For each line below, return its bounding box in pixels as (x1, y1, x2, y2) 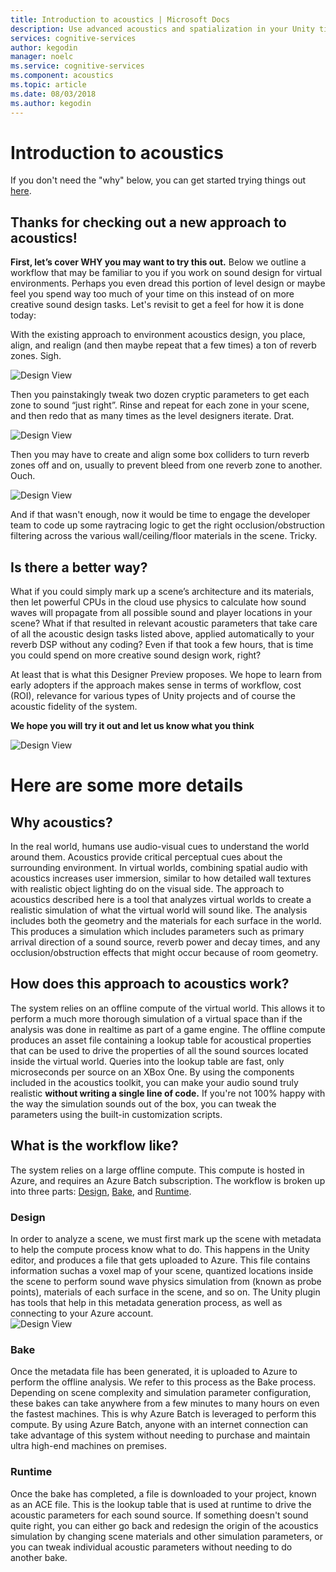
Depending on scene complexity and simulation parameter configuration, (10, 1387, 312, 1399)
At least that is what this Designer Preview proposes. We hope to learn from (10, 669, 323, 681)
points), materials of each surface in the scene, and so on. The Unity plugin (10, 1286, 321, 1298)
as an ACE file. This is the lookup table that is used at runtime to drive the (10, 1498, 312, 1510)
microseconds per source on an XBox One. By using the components (10, 1066, 295, 1078)
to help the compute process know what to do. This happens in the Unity (10, 1243, 310, 1255)
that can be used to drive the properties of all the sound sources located (10, 1044, 309, 1056)
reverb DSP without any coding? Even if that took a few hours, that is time (10, 639, 314, 651)
